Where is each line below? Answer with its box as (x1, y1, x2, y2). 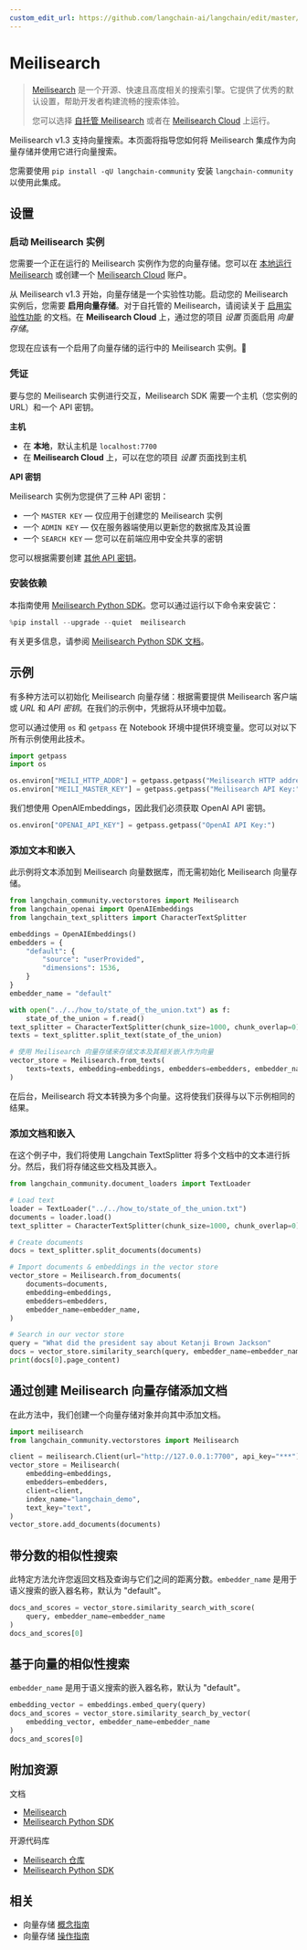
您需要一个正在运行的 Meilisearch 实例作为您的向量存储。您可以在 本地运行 (9, 258, 292, 269)
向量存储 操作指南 (22, 1931, 90, 1942)
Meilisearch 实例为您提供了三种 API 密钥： (9, 490, 169, 501)
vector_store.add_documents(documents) (9, 1520, 162, 1530)
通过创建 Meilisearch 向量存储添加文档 (9, 1383, 228, 1398)
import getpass (9, 751, 68, 761)
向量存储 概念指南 (22, 1919, 90, 1930)
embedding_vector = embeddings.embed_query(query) (9, 1701, 206, 1710)
